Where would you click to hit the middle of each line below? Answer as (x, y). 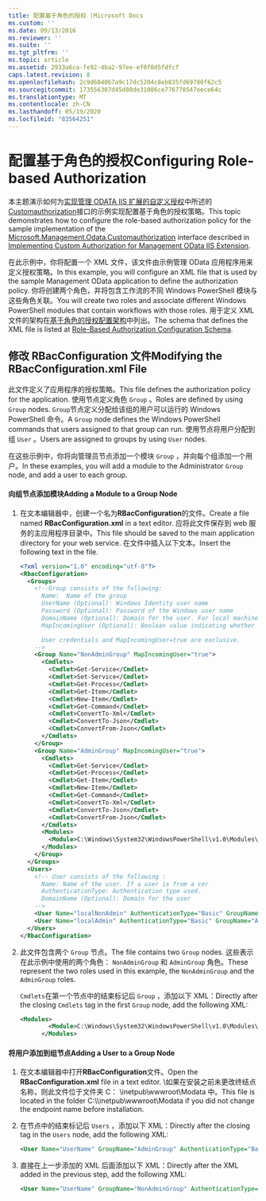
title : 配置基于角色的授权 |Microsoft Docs (76, 16)
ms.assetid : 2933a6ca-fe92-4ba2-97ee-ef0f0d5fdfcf (94, 68)
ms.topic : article (39, 60)
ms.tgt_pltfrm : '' (39, 52)
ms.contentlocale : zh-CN (49, 104)
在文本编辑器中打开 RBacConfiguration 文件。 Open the (109, 1072)
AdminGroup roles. (48, 979)
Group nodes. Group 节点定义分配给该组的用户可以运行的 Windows (114, 409)
